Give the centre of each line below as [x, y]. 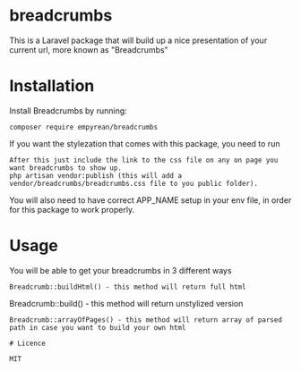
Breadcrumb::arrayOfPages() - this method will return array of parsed [146, 320]
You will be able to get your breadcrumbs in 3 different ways [120, 270]
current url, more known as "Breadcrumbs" [89, 49]
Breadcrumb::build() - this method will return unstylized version [126, 303]
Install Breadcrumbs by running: [68, 110]
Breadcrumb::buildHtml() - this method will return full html [128, 287]
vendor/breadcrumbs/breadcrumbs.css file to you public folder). [133, 183]
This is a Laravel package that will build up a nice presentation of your [138, 40]
